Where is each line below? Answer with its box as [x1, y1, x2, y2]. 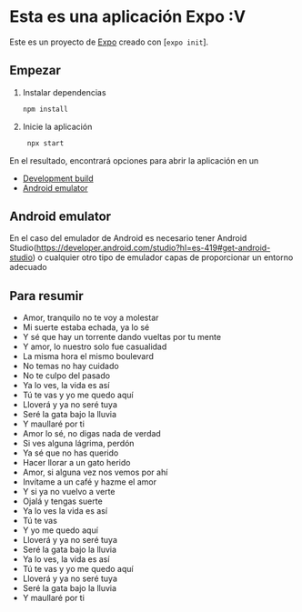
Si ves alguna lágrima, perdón [22, 438, 135, 449]
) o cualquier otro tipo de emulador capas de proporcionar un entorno [32, 252, 294, 263]
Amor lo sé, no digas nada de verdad [22, 428, 161, 439]
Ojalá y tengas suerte [22, 496, 103, 507]
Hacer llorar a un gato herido [22, 457, 131, 468]
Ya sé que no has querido [22, 447, 119, 458]
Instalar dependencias [22, 86, 106, 97]
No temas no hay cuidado [22, 361, 120, 372]
